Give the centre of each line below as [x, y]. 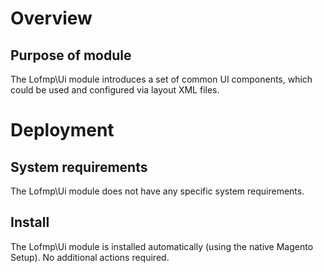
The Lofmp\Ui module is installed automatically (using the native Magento [162, 246]
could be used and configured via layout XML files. [115, 90]
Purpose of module [71, 55]
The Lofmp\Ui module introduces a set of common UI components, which [161, 79]
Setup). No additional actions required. [90, 257]
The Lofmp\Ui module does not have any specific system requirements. [157, 191]
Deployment [62, 130]
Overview [51, 18]
